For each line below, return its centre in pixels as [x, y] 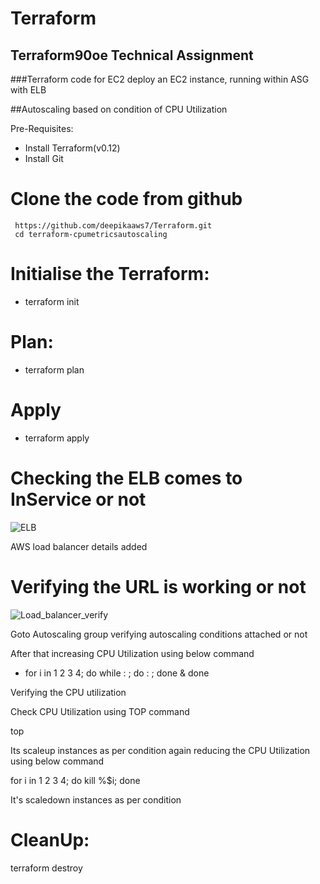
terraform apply [57, 438]
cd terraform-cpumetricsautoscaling [91, 234]
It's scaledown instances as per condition [96, 799]
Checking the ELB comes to [126, 478]
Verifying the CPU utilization [68, 692]
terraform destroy [46, 868]
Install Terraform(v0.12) [72, 148]
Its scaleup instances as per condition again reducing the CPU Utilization [160, 750]
